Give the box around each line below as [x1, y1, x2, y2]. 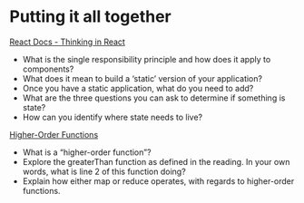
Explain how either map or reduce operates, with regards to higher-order [22, 175, 295, 187]
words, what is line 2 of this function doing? [22, 166, 186, 177]
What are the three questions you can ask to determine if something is [22, 92, 286, 103]
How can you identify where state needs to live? [22, 111, 202, 122]
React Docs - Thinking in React [9, 36, 125, 47]
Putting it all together [9, 6, 172, 27]
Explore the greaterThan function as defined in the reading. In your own [22, 156, 290, 167]
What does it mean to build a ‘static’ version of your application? [22, 72, 263, 83]
